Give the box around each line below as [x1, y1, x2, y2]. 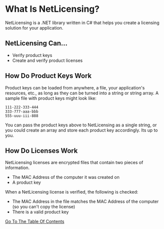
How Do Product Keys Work [5, 72, 92, 80]
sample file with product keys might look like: [5, 95, 97, 101]
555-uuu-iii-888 [5, 113, 38, 118]
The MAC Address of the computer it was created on [12, 174, 120, 180]
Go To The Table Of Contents [5, 219, 65, 225]
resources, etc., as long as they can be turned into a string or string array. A [5, 90, 159, 96]
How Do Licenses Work [5, 146, 78, 155]
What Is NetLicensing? [5, 3, 100, 15]
